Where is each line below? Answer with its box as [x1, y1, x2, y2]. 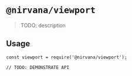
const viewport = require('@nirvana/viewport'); [6, 54, 127, 60]
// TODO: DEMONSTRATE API [6, 64, 69, 70]
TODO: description [20, 22, 66, 29]
